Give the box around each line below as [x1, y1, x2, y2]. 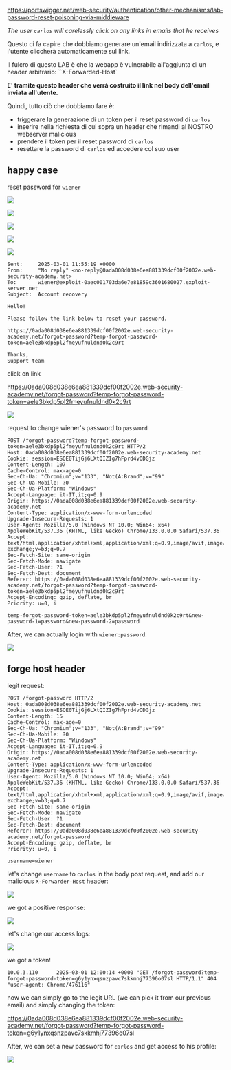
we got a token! [7, 956, 52, 964]
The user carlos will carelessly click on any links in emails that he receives [7, 27, 219, 34]
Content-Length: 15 [7, 713, 63, 720]
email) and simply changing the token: [7, 1000, 115, 1009]
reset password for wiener [7, 183, 81, 191]
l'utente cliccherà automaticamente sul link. [7, 48, 131, 55]
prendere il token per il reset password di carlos [16, 137, 154, 145]
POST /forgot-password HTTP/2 [7, 694, 94, 702]
